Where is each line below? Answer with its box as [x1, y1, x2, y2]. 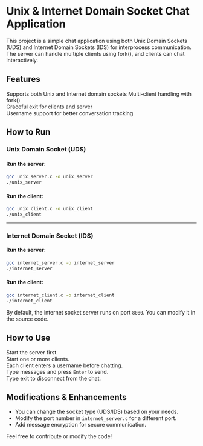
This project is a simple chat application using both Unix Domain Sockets [6, 37, 187, 44]
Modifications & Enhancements [6, 392, 127, 402]
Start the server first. [6, 348, 59, 356]
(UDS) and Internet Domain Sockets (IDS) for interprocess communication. [6, 44, 192, 51]
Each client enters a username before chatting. [6, 362, 123, 369]
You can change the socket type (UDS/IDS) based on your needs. [14, 408, 179, 416]
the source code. [6, 315, 49, 322]
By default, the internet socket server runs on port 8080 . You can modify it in [6, 308, 196, 316]
